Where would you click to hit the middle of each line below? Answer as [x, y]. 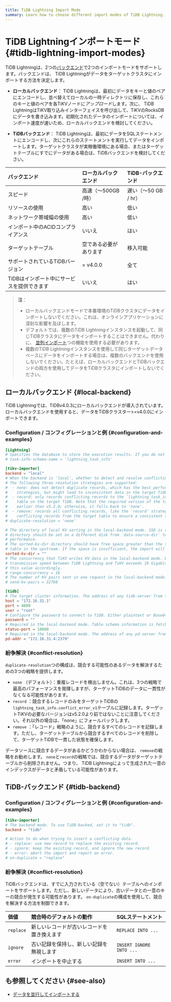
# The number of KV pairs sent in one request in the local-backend [79, 578]
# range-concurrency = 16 [33, 573]
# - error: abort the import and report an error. [60, 853]
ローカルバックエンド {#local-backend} [68, 392]
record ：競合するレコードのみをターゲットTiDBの [65, 702]
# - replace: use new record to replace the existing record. [73, 844]
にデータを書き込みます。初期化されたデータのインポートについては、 [86, 117]
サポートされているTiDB [36, 262]
